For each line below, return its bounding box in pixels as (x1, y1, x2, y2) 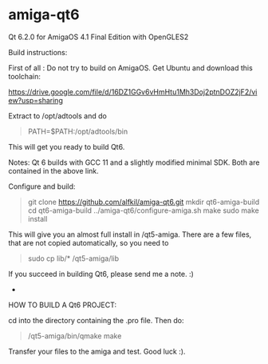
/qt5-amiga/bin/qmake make (27, 330, 122, 341)
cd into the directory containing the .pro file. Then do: (8, 315, 184, 325)
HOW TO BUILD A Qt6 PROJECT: (8, 300, 117, 310)
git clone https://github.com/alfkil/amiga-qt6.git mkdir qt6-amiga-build (27, 197, 260, 206)
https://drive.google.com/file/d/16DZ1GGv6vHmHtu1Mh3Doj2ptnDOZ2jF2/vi (8, 86, 258, 97)
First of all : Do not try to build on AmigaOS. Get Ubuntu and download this (8, 62, 253, 73)
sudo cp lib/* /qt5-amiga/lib (27, 254, 120, 263)
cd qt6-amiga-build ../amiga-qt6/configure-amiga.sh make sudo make (27, 206, 259, 215)
